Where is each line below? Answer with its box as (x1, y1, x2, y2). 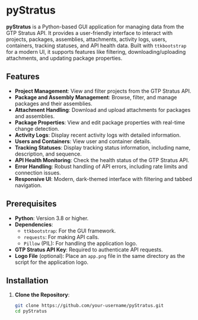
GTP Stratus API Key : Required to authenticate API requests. (14, 246, 163, 253)
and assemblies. (14, 112, 55, 119)
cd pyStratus (14, 308, 47, 314)
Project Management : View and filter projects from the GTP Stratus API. (14, 87, 191, 95)
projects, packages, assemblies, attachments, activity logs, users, (6, 35, 167, 43)
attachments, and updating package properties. (6, 54, 123, 62)
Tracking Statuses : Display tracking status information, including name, (14, 144, 191, 151)
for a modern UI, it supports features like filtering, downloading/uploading (6, 48, 186, 55)
